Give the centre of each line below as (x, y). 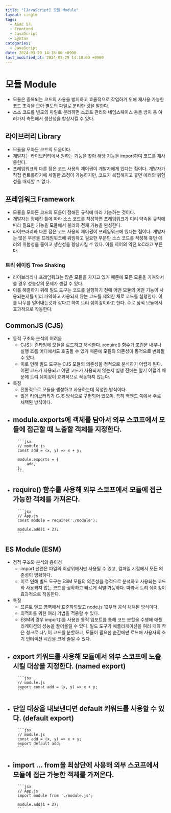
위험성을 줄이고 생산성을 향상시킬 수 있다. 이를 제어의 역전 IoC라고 (88, 244)
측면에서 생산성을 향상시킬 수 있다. (60, 118)
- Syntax (19, 39)
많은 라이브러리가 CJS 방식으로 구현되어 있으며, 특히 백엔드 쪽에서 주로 (91, 396)
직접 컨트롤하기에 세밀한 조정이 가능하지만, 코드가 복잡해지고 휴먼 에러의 (84, 175)
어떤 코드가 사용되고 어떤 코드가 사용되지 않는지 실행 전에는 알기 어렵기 (90, 370)
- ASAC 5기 (21, 24)
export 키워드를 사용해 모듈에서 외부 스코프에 (80, 656)
